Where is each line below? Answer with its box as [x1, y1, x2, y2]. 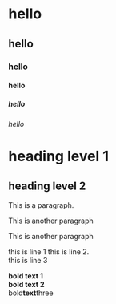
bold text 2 [8, 280, 45, 290]
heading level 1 [8, 148, 110, 165]
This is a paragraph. [8, 201, 74, 210]
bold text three [8, 288, 54, 298]
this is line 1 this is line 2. [8, 247, 90, 257]
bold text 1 [8, 271, 44, 281]
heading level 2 [8, 179, 86, 193]
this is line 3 [8, 256, 48, 265]
